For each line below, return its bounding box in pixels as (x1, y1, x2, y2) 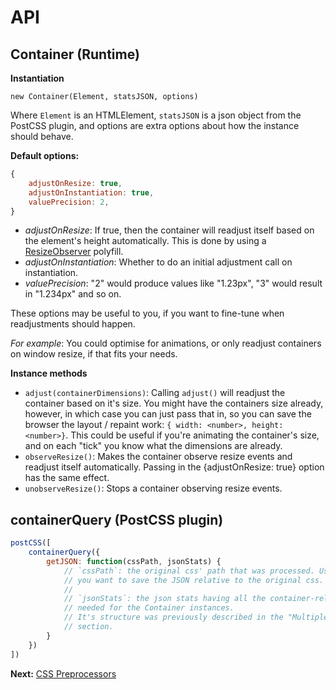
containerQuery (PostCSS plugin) (10, 511, 224, 528)
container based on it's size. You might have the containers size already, (24, 397, 324, 410)
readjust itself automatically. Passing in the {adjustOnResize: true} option (24, 461, 325, 473)
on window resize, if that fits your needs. (10, 348, 178, 360)
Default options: (10, 150, 80, 161)
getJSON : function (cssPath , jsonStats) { (46, 556, 222, 566)
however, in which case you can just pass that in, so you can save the (24, 408, 312, 420)
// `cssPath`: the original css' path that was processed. (63, 566, 315, 576)
